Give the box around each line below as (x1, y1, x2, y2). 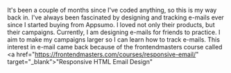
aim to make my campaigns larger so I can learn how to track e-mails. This (7, 35, 221, 44)
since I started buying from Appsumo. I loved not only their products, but (7, 21, 215, 29)
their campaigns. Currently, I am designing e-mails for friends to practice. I (7, 28, 221, 36)
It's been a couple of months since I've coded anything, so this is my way (7, 6, 217, 14)
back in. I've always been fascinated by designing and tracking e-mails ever (7, 13, 224, 22)
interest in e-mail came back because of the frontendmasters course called (7, 43, 223, 51)
